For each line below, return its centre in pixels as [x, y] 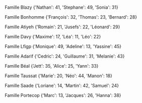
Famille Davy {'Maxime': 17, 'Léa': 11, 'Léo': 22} [53, 37]
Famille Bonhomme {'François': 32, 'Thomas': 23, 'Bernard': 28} [71, 17]
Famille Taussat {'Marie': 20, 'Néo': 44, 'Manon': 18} [59, 76]
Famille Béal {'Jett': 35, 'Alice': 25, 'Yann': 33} [52, 66]
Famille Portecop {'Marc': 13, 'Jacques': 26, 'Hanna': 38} [63, 95]
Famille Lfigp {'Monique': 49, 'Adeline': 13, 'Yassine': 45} [63, 46]
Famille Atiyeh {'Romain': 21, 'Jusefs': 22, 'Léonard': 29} [62, 27]
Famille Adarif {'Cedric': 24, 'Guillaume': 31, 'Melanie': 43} [65, 56]
